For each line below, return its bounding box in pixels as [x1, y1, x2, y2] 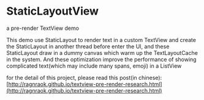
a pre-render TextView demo [6, 24, 80, 32]
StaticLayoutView [6, 4, 99, 18]
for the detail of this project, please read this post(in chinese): [6, 74, 162, 81]
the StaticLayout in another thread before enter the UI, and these [6, 43, 170, 50]
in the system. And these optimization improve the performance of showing [6, 55, 197, 63]
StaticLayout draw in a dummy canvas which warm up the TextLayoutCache [6, 49, 198, 56]
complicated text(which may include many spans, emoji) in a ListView [6, 62, 182, 70]
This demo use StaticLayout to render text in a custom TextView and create [6, 36, 196, 43]
